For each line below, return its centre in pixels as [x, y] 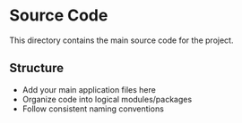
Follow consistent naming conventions [93, 109]
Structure [37, 68]
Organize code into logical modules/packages [107, 99]
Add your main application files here [89, 89]
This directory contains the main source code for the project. [121, 40]
